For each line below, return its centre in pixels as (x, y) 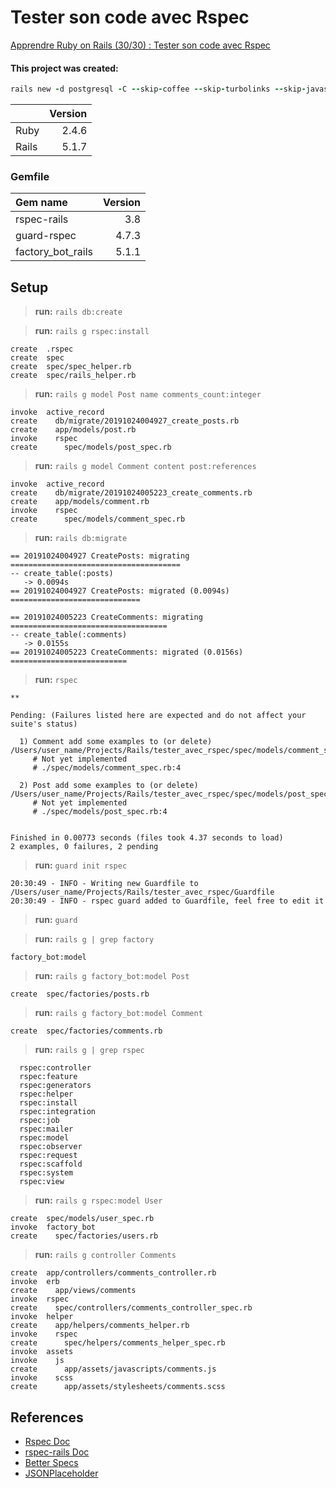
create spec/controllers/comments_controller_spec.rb (131, 1308)
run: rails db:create (78, 312)
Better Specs (51, 1462)
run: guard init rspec (81, 865)
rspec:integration (58, 1112)
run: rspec (56, 680)
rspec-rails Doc (57, 1452)
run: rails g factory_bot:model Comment (118, 1013)
